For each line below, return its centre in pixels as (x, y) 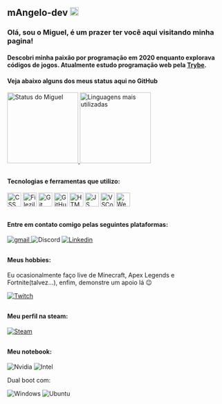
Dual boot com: (29, 380)
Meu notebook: (29, 351)
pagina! (20, 41)
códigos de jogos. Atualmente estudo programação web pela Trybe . (107, 65)
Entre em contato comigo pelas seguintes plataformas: (87, 224)
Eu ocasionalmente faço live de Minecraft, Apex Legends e (91, 275)
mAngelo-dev (38, 13)
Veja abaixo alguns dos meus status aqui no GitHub (82, 81)
